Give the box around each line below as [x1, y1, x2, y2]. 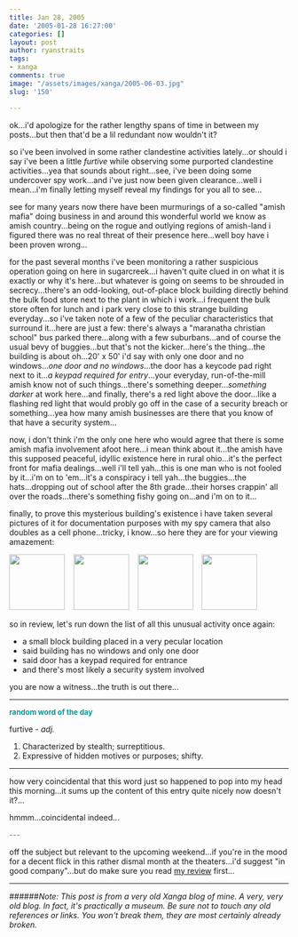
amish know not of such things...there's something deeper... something [9, 379, 267, 389]
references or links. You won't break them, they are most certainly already [9, 909, 281, 920]
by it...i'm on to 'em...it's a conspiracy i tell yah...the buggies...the [9, 472, 247, 483]
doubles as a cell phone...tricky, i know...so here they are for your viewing [9, 526, 278, 538]
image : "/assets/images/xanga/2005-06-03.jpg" [9, 79, 184, 88]
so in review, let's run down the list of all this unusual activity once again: [9, 619, 276, 629]
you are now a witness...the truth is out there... [9, 681, 179, 692]
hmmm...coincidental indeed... [9, 812, 120, 822]
